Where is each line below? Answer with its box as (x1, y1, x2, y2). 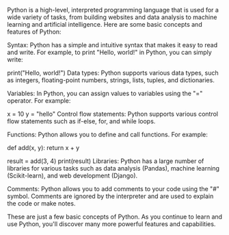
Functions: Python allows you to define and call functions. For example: (7, 130, 208, 138)
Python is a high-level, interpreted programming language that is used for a (7, 6, 219, 14)
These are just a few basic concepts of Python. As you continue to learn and (7, 212, 223, 221)
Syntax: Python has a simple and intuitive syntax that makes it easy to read (7, 41, 217, 49)
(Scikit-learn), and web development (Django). (7, 171, 138, 180)
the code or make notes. (7, 199, 76, 208)
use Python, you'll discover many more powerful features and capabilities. (7, 220, 216, 228)
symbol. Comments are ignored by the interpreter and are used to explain (7, 192, 214, 200)
